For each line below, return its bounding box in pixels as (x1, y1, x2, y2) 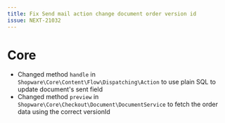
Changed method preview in (17, 93, 99, 101)
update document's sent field (17, 85, 103, 93)
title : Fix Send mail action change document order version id (7, 10, 197, 18)
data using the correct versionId (17, 108, 110, 116)
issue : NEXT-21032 (7, 17, 61, 24)
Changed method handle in (17, 70, 96, 79)
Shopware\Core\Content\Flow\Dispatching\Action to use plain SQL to (17, 78, 217, 86)
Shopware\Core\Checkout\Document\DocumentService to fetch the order (17, 100, 218, 109)
